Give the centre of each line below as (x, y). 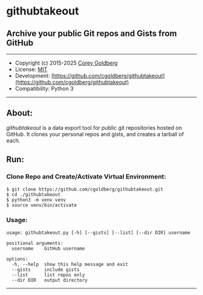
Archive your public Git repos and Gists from (92, 33)
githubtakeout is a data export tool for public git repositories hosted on (94, 127)
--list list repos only (48, 275)
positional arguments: (35, 243)
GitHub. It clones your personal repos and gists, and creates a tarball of (95, 134)
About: (20, 113)
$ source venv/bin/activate (42, 205)
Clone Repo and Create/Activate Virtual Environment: (86, 177)
